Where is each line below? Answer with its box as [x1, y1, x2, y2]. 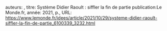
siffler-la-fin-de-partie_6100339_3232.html [5, 20, 96, 26]
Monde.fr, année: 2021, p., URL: [5, 9, 72, 15]
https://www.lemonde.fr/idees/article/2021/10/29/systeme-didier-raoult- [5, 15, 157, 20]
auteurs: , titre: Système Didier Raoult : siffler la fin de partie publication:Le [5, 4, 162, 10]
